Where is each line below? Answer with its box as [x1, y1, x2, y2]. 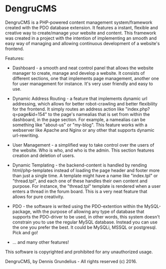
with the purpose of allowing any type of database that [32, 209, 145, 215]
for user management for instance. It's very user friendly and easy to [12, 80, 154, 87]
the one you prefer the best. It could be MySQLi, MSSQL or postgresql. [12, 224, 157, 230]
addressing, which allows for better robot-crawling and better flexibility [12, 101, 158, 107]
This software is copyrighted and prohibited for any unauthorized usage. [5, 249, 153, 255]
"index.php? [125, 106, 150, 112]
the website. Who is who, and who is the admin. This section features [12, 147, 155, 153]
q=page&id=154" [12, 111, 47, 117]
